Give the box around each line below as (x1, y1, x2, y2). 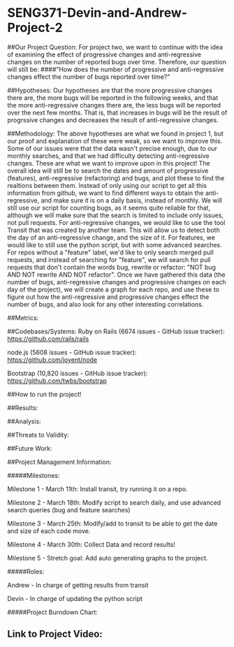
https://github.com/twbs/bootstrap (7, 376, 107, 385)
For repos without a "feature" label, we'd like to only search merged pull (7, 248, 214, 256)
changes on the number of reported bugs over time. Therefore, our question (7, 57, 227, 66)
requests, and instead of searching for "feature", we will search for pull (7, 255, 211, 263)
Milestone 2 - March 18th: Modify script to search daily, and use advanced (7, 498, 221, 507)
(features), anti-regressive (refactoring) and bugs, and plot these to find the (7, 173, 225, 182)
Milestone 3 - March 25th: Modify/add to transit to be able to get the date (7, 519, 218, 528)
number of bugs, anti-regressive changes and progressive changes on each (7, 277, 226, 286)
